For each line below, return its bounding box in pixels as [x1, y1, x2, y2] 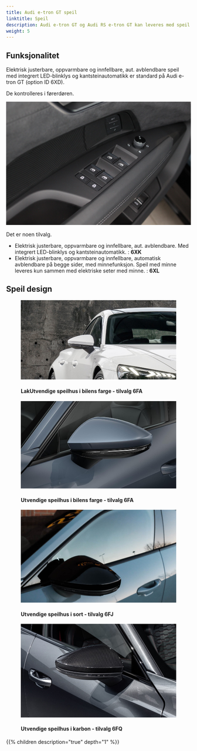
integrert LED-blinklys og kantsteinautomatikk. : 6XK [14, 248, 142, 255]
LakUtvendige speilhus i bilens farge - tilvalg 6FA [21, 388, 142, 395]
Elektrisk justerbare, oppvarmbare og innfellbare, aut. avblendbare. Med [14, 242, 189, 249]
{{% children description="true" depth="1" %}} [6, 738, 120, 745]
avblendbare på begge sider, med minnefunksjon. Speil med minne [14, 261, 177, 268]
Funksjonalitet [6, 50, 60, 60]
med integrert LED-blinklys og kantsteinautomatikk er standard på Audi [6, 72, 178, 79]
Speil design [6, 284, 53, 294]
